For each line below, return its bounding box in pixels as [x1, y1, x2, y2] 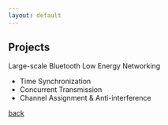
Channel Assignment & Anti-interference [19, 94, 151, 103]
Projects [8, 41, 50, 54]
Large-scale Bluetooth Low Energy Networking [8, 61, 161, 71]
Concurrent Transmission [19, 85, 103, 94]
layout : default [8, 11, 62, 20]
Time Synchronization [19, 76, 91, 86]
